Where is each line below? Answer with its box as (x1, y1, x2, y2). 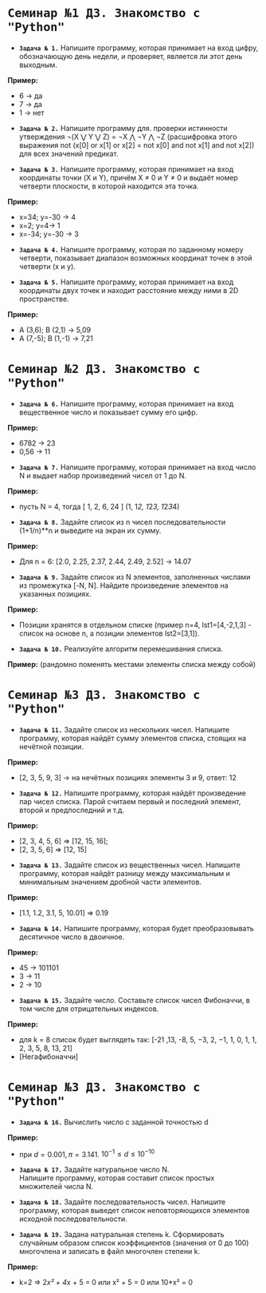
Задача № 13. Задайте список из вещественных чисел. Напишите (18, 860, 241, 870)
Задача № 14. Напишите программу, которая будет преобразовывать (18, 923, 254, 933)
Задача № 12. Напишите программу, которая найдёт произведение (18, 788, 246, 798)
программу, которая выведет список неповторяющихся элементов (18, 1206, 250, 1216)
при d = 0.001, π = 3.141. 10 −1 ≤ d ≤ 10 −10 (18, 1148, 155, 1159)
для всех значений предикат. (18, 149, 119, 158)
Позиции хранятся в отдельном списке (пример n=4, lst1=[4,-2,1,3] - (18, 620, 252, 629)
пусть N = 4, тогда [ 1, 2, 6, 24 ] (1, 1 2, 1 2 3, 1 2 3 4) (18, 502, 180, 511)
